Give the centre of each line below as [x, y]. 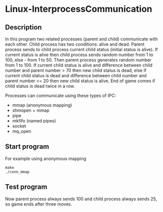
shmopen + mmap [31, 110]
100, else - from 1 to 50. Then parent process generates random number [78, 60]
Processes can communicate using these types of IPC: [61, 95]
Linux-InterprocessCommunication [79, 9]
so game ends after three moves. [39, 204]
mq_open [22, 131]
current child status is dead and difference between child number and [76, 76]
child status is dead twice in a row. [40, 86]
